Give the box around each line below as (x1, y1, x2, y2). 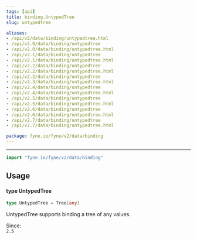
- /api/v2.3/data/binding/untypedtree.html (6, 79, 114, 85)
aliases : (6, 30, 28, 36)
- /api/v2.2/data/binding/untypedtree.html (6, 68, 114, 74)
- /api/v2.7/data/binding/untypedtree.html (6, 122, 114, 129)
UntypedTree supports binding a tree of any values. (6, 211, 131, 218)
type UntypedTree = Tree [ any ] (6, 200, 80, 206)
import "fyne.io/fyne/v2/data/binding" (6, 155, 104, 161)
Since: (6, 222, 22, 229)
